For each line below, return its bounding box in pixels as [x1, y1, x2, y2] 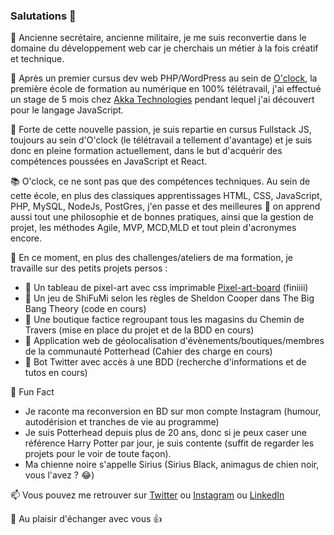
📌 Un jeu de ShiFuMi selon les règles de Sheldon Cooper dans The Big [24, 292, 315, 304]
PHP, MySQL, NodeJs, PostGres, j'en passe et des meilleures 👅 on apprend [10, 200, 321, 213]
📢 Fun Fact [10, 386, 55, 398]
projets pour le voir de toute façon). [24, 448, 172, 460]
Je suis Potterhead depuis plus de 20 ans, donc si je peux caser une [24, 427, 307, 439]
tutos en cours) [24, 367, 88, 379]
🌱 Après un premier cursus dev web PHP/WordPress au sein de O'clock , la [10, 72, 318, 84]
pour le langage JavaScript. [10, 104, 124, 116]
